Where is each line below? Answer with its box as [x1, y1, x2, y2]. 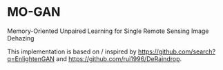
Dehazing [7, 34, 35, 42]
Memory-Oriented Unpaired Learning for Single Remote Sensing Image [7, 27, 209, 35]
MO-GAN [7, 4, 61, 20]
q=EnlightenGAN [7, 54, 55, 62]
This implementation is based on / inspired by [7, 47, 137, 56]
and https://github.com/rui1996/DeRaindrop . [56, 54, 182, 62]
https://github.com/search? [137, 47, 216, 56]
